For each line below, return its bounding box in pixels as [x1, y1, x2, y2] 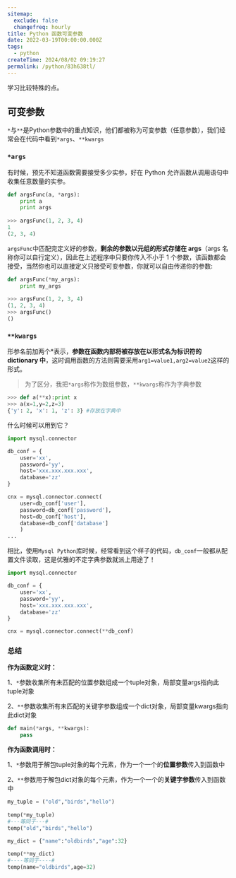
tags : [7, 43, 23, 50]
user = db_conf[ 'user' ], [20, 500, 87, 507]
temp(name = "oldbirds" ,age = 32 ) [7, 864, 97, 871]
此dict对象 [7, 711, 37, 720]
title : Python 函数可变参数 [7, 30, 83, 37]
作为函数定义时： [7, 663, 57, 672]
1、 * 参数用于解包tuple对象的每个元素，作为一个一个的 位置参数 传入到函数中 [7, 761, 225, 769]
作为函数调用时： [7, 745, 57, 754]
